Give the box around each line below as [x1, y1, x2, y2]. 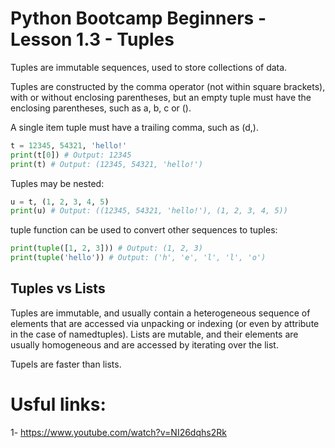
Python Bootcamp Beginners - [10, 7, 267, 30]
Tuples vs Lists [10, 280, 106, 297]
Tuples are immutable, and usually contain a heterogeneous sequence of [10, 307, 311, 319]
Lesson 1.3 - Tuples [10, 28, 175, 51]
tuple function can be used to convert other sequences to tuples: [10, 224, 278, 236]
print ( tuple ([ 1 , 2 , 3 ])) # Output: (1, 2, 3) [10, 243, 203, 254]
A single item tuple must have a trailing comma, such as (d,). [10, 121, 259, 133]
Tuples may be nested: [10, 177, 105, 189]
